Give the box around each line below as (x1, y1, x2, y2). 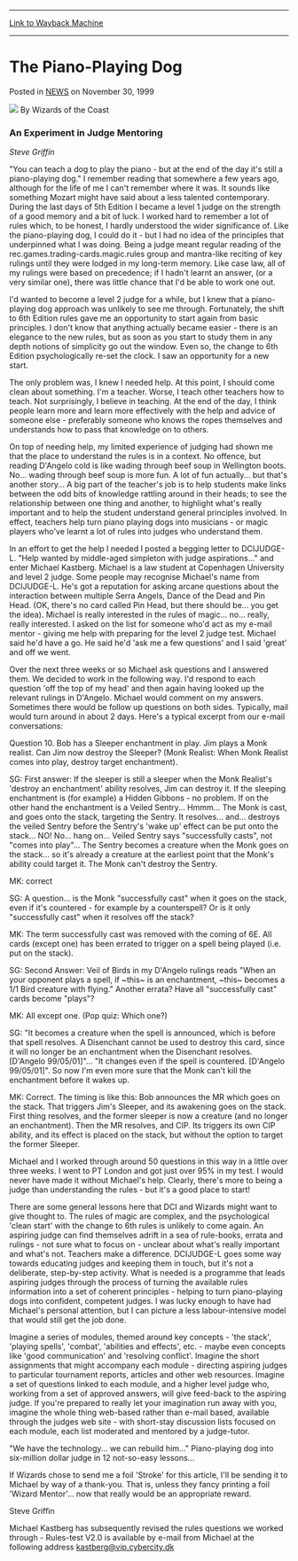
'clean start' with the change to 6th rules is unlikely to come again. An (9, 1221, 264, 1231)
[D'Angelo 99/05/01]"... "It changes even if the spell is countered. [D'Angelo (9, 1056, 286, 1066)
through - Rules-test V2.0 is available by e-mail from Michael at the (9, 1533, 255, 1543)
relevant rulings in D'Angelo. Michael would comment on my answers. (9, 692, 264, 703)
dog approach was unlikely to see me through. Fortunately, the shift (37, 303, 285, 315)
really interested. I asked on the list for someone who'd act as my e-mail (9, 619, 272, 629)
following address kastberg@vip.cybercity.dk (9, 1541, 175, 1552)
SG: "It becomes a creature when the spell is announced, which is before (9, 1027, 277, 1038)
